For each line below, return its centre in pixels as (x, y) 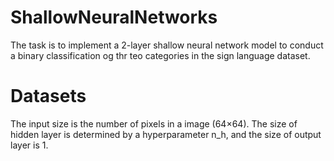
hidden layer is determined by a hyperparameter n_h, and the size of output (166, 134)
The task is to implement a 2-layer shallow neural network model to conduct (167, 45)
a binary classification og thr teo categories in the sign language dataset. (160, 55)
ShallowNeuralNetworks (114, 17)
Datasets (48, 96)
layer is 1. (29, 145)
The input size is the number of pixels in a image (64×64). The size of (154, 123)
